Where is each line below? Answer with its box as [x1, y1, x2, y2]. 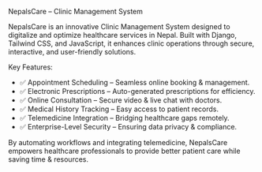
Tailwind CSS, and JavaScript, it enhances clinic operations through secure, [8, 39, 255, 48]
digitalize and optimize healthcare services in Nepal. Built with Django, [8, 31, 237, 39]
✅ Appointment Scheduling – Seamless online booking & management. [19, 78, 250, 87]
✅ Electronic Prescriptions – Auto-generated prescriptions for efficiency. [19, 87, 256, 95]
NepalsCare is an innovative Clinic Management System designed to [8, 22, 230, 31]
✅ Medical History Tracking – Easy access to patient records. [19, 104, 219, 114]
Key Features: [8, 62, 53, 72]
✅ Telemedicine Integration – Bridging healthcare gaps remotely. [19, 114, 230, 122]
